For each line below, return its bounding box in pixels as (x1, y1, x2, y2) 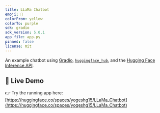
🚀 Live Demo (5, 77, 44, 85)
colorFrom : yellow (5, 16, 43, 21)
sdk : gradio (5, 26, 29, 30)
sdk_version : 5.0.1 (5, 30, 45, 35)
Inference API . (5, 62, 34, 68)
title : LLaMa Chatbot (5, 7, 50, 12)
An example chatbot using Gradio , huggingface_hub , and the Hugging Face (5, 57, 156, 63)
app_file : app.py (5, 35, 41, 40)
